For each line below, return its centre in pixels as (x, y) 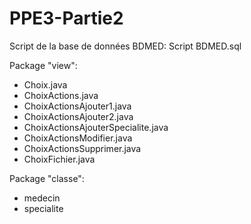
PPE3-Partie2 (66, 18)
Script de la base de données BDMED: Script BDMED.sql (125, 46)
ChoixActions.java (61, 95)
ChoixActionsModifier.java (78, 138)
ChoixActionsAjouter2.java (78, 116)
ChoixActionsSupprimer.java (82, 148)
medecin (42, 198)
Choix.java (45, 84)
